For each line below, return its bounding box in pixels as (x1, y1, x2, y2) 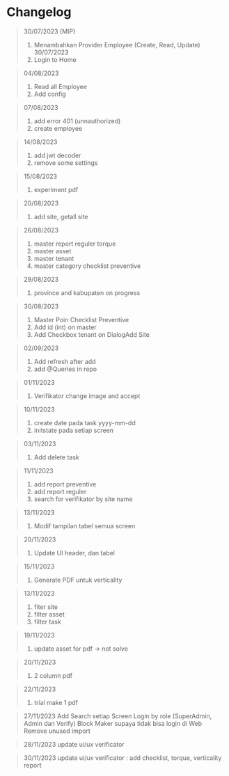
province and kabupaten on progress (33, 288, 141, 296)
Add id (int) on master (33, 323, 97, 331)
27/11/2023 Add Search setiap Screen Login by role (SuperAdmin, (23, 711, 212, 720)
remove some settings (33, 158, 98, 167)
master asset (33, 246, 72, 255)
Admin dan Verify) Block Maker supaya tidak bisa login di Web (23, 719, 203, 727)
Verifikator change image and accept (33, 391, 141, 400)
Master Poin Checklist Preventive (33, 315, 129, 324)
